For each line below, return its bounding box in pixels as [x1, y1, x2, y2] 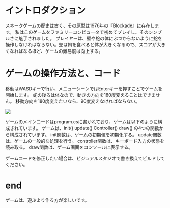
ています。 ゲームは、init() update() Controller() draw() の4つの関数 [18, 125, 159, 131]
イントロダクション [5, 5, 86, 16]
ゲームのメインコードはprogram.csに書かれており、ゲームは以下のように [5, 118, 158, 125]
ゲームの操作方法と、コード [5, 68, 121, 80]
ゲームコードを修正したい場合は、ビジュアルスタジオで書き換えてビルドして [5, 155, 165, 161]
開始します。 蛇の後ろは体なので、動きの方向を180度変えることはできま [5, 92, 156, 98]
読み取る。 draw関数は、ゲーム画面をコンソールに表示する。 [5, 144, 133, 150]
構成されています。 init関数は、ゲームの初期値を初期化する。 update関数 [9, 131, 162, 138]
